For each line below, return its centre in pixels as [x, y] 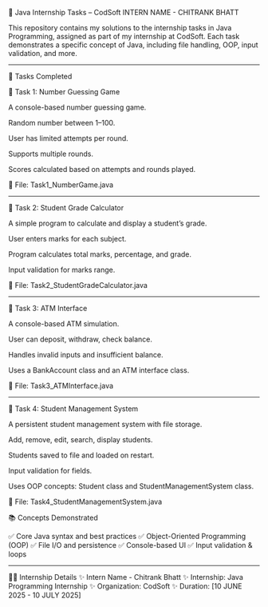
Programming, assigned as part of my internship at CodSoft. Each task [124, 36]
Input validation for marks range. [62, 270]
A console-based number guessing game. [77, 107]
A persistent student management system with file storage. [105, 424]
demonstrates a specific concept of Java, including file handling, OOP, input [133, 45]
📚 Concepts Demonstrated [53, 517]
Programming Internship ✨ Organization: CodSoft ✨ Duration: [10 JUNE [125, 586]
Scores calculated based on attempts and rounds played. [102, 169]
